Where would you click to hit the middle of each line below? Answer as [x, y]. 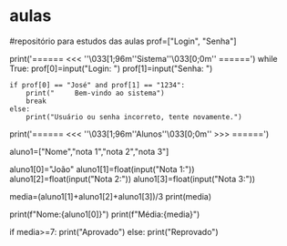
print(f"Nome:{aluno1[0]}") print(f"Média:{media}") [105, 214]
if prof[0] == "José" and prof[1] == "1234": [97, 85]
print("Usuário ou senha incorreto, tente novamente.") [134, 117]
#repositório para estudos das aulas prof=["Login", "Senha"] [123, 41]
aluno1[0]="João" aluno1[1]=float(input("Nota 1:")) [102, 169]
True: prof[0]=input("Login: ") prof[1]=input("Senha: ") [111, 68]
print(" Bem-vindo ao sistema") [96, 93]
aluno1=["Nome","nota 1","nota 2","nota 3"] [89, 151]
